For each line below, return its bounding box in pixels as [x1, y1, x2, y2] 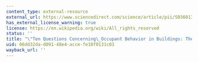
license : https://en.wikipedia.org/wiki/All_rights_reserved [6, 25, 160, 31]
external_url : [6, 14, 41, 20]
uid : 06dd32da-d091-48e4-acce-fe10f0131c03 [6, 42, 115, 48]
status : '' [6, 31, 33, 37]
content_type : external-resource [6, 8, 88, 15]
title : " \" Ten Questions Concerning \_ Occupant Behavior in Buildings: [6, 36, 183, 42]
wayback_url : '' [6, 47, 46, 53]
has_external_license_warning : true [6, 19, 96, 25]
